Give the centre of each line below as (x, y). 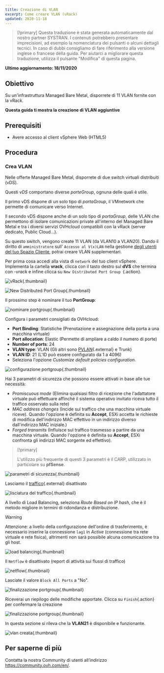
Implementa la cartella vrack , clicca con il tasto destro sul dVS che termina (81, 266)
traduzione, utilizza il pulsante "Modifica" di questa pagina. (76, 59)
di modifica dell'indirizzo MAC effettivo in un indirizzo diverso (74, 419)
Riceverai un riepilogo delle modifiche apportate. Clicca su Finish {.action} (80, 599)
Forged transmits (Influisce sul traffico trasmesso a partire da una (78, 430)
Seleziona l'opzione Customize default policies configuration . (74, 360)
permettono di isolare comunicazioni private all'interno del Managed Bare (79, 221)
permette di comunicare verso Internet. (45, 207)
